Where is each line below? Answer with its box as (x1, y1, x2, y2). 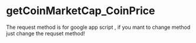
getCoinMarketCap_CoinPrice (6, 4, 155, 18)
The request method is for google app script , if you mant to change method (6, 24, 191, 31)
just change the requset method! (6, 29, 85, 37)
